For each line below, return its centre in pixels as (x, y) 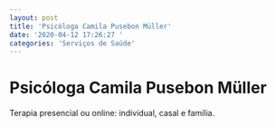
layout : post (34, 18)
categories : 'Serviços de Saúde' (72, 43)
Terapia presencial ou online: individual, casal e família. (112, 113)
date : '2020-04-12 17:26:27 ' (67, 34)
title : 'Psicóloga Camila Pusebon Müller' (90, 26)
